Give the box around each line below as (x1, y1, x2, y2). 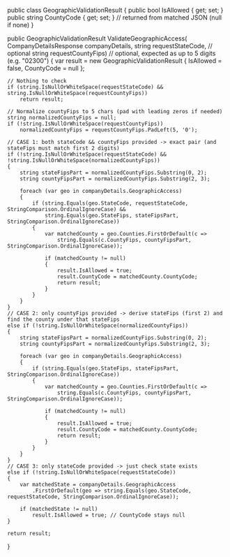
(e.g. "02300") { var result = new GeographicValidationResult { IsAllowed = (7, 57, 222, 65)
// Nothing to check (7, 78, 68, 85)
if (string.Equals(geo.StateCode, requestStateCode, (32, 200, 189, 207)
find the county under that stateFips (7, 316, 120, 323)
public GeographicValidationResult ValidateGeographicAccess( (7, 34, 187, 43)
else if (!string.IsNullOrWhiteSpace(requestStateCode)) (7, 469, 176, 476)
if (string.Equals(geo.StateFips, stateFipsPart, (32, 365, 179, 372)
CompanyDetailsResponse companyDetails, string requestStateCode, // (7, 42, 213, 50)
